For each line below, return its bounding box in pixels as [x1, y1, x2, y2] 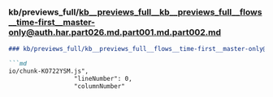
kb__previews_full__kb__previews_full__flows [78, 6, 262, 18]
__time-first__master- [8, 16, 96, 27]
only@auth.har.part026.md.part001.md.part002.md [8, 27, 222, 38]
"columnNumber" [73, 82, 126, 91]
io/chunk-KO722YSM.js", [8, 67, 89, 75]
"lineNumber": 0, [73, 74, 132, 82]
